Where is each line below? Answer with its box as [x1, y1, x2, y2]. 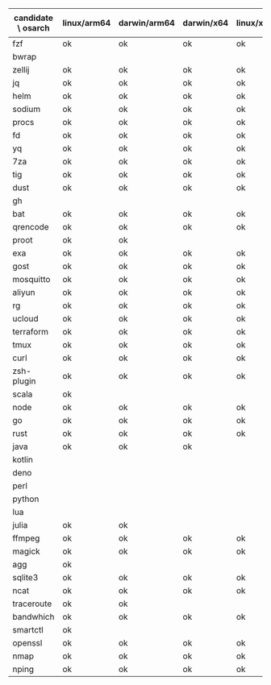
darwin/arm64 [118, 18, 175, 28]
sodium [12, 104, 41, 114]
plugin [12, 376, 36, 386]
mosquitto [12, 274, 51, 284]
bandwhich [12, 612, 55, 622]
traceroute [12, 598, 52, 609]
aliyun [12, 287, 35, 297]
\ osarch [17, 23, 50, 33]
